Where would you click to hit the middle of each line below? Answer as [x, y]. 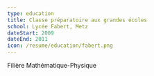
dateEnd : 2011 [28, 39]
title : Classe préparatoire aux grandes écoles [77, 20]
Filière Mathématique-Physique [52, 65]
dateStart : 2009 [31, 33]
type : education [31, 13]
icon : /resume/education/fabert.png [60, 46]
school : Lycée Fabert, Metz [48, 26]
